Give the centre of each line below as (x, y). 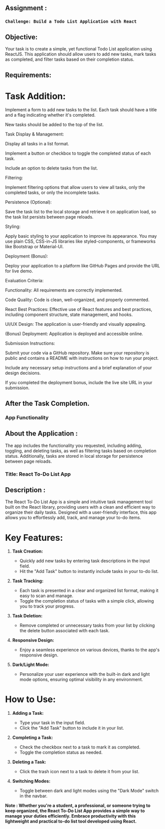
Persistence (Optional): (28, 202)
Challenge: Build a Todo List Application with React (71, 22)
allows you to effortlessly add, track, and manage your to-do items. (73, 518)
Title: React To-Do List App (38, 474)
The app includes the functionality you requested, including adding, (74, 445)
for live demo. (19, 271)
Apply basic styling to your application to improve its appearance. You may (81, 236)
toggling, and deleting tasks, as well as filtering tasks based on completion (81, 451)
